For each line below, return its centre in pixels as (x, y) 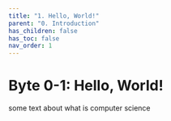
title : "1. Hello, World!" (54, 16)
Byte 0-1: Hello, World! (86, 86)
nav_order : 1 (30, 46)
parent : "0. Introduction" (54, 23)
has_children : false (43, 31)
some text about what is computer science (80, 108)
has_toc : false (34, 38)
